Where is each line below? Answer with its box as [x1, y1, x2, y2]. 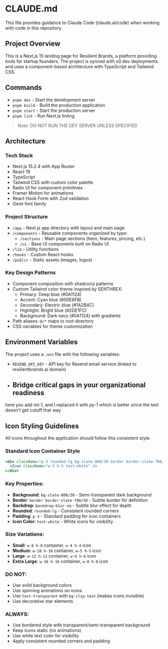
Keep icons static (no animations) [12, 627, 81, 633]
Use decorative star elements [12, 598, 73, 604]
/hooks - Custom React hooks [12, 251, 73, 257]
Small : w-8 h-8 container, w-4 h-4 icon [12, 542, 91, 548]
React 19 [12, 169, 30, 175]
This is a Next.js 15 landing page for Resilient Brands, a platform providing [5, 53, 157, 59]
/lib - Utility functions [12, 246, 59, 252]
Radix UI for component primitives [12, 185, 83, 191]
